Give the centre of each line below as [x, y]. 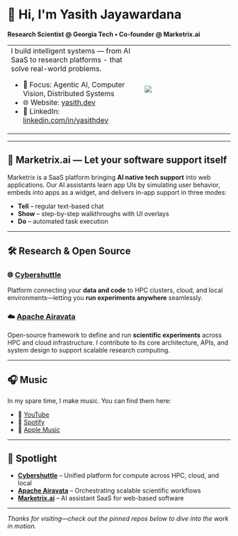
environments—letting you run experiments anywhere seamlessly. [105, 298]
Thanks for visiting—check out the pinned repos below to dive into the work [118, 519]
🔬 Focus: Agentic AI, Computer [74, 85]
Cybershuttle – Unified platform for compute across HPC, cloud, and [118, 476]
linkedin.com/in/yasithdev [66, 120]
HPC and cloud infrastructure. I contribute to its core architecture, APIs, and [118, 342]
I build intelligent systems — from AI [71, 50]
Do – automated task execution [63, 221]
